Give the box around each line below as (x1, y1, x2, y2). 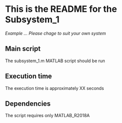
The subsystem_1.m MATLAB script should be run (5, 58, 105, 64)
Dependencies (5, 99, 51, 108)
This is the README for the (5, 3, 117, 15)
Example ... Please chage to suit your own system (5, 30, 106, 36)
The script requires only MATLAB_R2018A (5, 113, 90, 119)
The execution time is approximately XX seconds (5, 85, 104, 91)
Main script (5, 44, 41, 53)
